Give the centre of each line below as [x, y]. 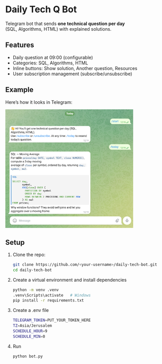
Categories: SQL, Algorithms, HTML [50, 63]
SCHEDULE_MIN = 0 [29, 336]
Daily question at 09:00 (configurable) [53, 57]
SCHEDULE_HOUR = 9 [30, 331]
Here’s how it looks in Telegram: [39, 102]
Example [19, 90]
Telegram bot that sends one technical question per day [65, 24]
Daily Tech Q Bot [41, 9]
